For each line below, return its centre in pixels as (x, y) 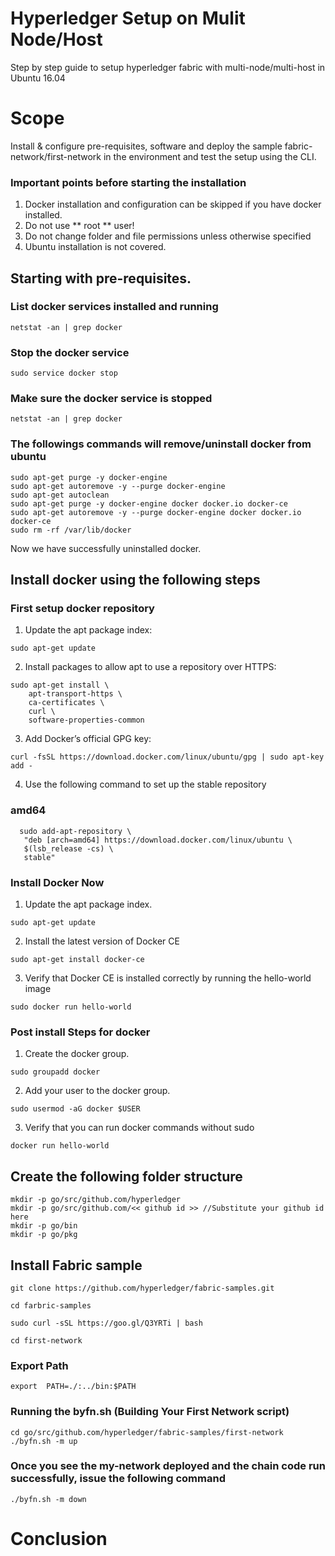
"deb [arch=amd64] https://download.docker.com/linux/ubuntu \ (158, 840)
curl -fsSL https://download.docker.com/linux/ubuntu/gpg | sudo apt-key (167, 757)
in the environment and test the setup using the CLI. (210, 156)
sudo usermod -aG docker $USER (75, 1109)
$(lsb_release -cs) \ (68, 848)
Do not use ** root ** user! (79, 226)
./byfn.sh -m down (48, 1499)
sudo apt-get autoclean (60, 495)
